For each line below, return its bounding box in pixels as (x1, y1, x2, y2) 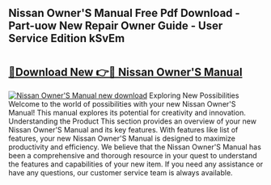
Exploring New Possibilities (149, 90, 239, 100)
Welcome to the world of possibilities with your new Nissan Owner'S (8, 99, 236, 108)
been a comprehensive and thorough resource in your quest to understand (8, 151, 257, 160)
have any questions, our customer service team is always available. (8, 168, 233, 177)
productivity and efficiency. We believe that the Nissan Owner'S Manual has (8, 142, 261, 152)
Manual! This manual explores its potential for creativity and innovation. (8, 108, 247, 117)
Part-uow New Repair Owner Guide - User (8, 19, 223, 33)
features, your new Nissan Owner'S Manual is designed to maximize (8, 133, 236, 143)
